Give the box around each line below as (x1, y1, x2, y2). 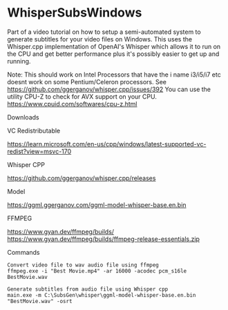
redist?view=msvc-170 (7, 147, 72, 155)
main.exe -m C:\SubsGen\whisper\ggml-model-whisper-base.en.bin (7, 291, 196, 298)
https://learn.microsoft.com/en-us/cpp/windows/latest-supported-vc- (7, 139, 207, 148)
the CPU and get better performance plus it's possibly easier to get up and (7, 50, 220, 58)
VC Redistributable (7, 126, 61, 135)
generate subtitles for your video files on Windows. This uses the (7, 35, 192, 43)
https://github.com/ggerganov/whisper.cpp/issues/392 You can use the (7, 85, 211, 93)
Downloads (7, 113, 39, 122)
